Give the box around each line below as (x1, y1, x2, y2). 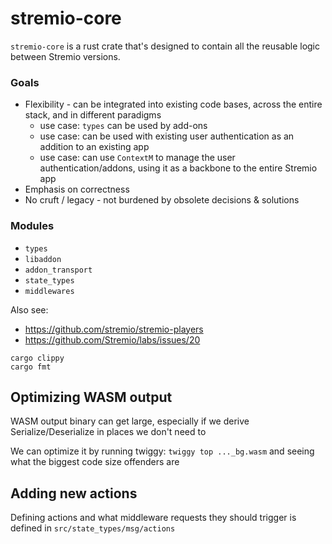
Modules (10, 219, 55, 233)
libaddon (24, 254, 62, 264)
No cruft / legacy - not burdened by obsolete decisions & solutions (24, 194, 300, 206)
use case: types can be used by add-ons (39, 120, 208, 132)
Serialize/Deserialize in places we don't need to (10, 426, 207, 438)
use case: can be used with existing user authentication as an (39, 130, 295, 142)
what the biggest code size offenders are (10, 456, 180, 468)
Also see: (10, 303, 49, 316)
